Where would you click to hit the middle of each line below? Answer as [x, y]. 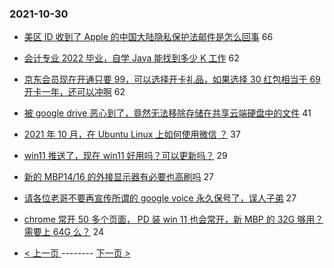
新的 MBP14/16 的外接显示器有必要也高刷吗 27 [118, 177]
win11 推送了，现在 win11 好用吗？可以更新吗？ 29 [125, 156]
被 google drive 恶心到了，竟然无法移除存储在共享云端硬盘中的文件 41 [167, 113]
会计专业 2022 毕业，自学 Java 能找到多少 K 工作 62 [131, 58]
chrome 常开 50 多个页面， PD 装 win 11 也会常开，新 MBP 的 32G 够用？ [173, 219]
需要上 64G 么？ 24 [64, 232]
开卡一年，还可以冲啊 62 [74, 92]
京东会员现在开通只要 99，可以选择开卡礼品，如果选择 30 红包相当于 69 [172, 79]
